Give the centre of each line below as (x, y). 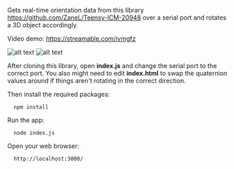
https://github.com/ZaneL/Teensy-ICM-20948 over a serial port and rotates (117, 18)
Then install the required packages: (59, 94)
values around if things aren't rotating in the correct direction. (97, 81)
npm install (31, 107)
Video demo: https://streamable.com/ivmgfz (72, 39)
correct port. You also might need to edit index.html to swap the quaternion (117, 73)
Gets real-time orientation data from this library (76, 10)
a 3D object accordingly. (43, 25)
